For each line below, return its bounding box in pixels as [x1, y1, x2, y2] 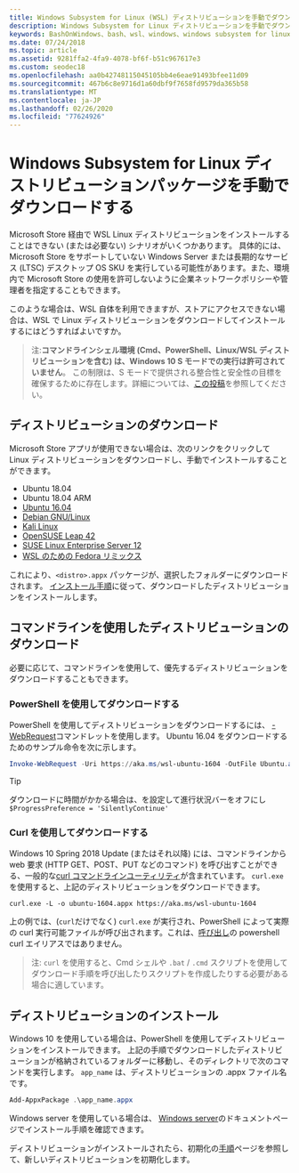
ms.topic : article [9, 46, 77, 55]
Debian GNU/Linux [21, 511, 91, 522]
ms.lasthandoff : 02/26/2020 [9, 104, 114, 113]
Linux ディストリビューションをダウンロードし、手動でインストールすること [9, 454, 287, 465]
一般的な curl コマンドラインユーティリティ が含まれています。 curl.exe [24, 870, 284, 881]
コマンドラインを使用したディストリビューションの [9, 620, 289, 635]
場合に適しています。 [30, 980, 109, 991]
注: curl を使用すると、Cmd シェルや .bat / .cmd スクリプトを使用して [30, 958, 288, 968]
